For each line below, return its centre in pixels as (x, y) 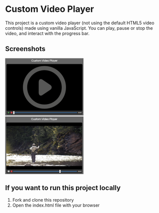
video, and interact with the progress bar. (47, 33)
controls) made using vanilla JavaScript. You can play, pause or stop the (79, 28)
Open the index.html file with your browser (56, 205)
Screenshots (25, 49)
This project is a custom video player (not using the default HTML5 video (80, 23)
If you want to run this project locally (63, 188)
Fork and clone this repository (43, 200)
